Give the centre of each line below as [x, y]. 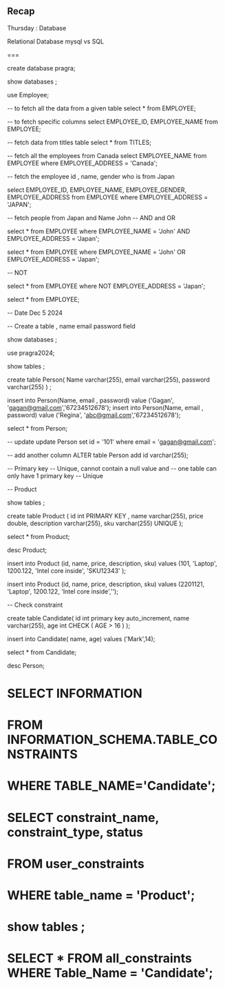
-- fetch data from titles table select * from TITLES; [79, 142]
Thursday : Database [37, 28]
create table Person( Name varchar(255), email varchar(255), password [108, 380]
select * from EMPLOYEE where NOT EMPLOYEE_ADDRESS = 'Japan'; [106, 286]
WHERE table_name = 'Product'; [101, 895]
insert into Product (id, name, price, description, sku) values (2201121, [106, 584]
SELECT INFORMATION [75, 694]
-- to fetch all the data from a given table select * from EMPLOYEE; [101, 108]
